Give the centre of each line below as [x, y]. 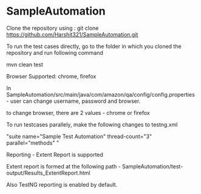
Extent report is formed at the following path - [64, 166]
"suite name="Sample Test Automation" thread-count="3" [79, 136]
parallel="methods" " [33, 143]
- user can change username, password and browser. [73, 101]
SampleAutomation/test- [153, 166]
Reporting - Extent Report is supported [55, 154]
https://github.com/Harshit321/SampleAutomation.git [72, 34]
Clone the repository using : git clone [53, 28]
